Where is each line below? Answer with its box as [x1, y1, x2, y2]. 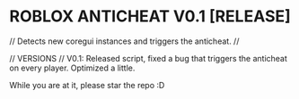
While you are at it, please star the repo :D [9, 79, 165, 90]
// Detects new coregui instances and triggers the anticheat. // [9, 36, 240, 46]
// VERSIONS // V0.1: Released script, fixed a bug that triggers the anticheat [9, 53, 287, 63]
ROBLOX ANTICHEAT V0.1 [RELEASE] [9, 6, 292, 27]
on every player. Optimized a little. [9, 62, 136, 73]
